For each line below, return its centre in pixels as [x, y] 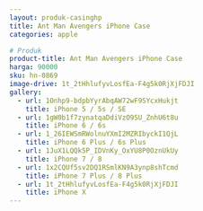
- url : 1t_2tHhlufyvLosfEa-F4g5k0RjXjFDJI [98, 184]
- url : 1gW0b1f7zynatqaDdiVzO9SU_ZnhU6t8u [98, 118]
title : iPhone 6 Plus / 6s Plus [86, 143]
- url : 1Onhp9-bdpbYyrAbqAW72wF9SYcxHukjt [98, 101]
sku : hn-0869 [34, 76]
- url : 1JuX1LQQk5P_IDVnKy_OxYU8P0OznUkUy [98, 151]
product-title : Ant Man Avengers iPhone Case [96, 59]
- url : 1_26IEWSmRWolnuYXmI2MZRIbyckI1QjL [98, 134]
